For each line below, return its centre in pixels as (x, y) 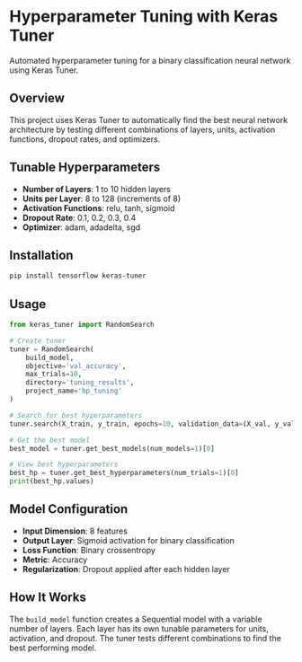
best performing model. (53, 648)
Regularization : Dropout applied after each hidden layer (126, 569)
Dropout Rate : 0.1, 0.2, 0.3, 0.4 (79, 217)
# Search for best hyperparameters (76, 415)
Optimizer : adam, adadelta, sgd (81, 227)
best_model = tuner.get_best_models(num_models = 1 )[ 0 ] (112, 448)
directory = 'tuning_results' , (80, 383)
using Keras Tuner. (44, 70)
